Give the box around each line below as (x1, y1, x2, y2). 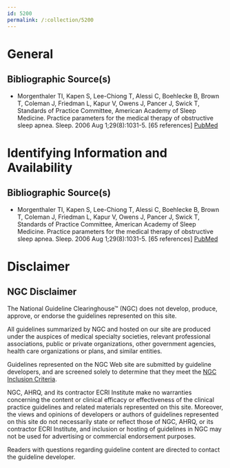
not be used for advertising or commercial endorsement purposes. (7, 432, 196, 440)
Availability (7, 160, 73, 175)
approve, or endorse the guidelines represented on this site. (7, 311, 177, 320)
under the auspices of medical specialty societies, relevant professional (7, 332, 211, 341)
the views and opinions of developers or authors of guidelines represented (7, 410, 219, 418)
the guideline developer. (7, 452, 76, 461)
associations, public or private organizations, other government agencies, (7, 339, 216, 348)
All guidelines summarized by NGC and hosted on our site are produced (7, 325, 211, 333)
